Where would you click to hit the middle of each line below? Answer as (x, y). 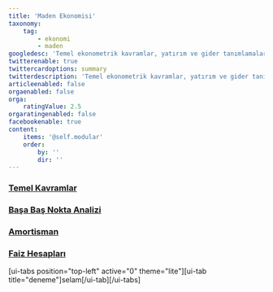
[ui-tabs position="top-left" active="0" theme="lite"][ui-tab (108, 271)
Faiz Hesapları (37, 253)
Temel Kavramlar (43, 188)
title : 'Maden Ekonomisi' (52, 16)
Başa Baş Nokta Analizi (55, 210)
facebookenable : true (45, 122)
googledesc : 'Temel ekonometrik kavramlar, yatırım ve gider (114, 54)
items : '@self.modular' (63, 137)
